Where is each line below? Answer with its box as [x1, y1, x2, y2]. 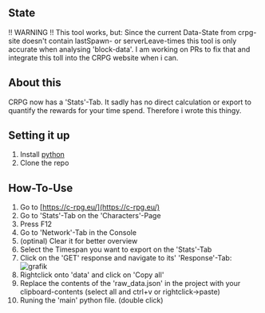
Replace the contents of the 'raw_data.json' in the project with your [19, 279, 241, 288]
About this [8, 76, 61, 90]
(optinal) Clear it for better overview [19, 237, 138, 246]
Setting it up [8, 129, 70, 143]
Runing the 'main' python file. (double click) [19, 295, 164, 305]
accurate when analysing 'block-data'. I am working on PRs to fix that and [8, 44, 251, 54]
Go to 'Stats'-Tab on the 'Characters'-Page [19, 211, 161, 221]
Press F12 [19, 219, 53, 229]
